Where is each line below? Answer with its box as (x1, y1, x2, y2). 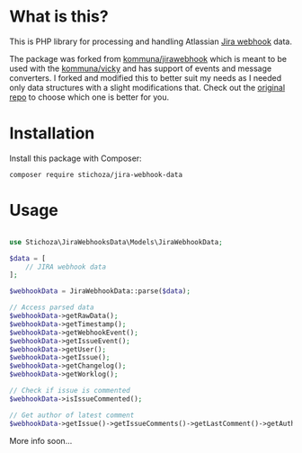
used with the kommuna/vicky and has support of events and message (9, 63, 272, 74)
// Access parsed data (9, 303, 94, 312)
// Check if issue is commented (9, 386, 130, 395)
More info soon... (9, 435, 73, 446)
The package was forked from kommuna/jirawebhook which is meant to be (9, 53, 288, 64)
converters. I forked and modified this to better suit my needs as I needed (9, 72, 282, 83)
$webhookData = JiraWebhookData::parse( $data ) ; (9, 287, 191, 296)
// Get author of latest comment (9, 411, 135, 420)
